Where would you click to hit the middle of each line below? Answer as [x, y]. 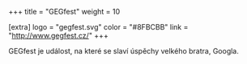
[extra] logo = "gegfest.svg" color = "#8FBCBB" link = [98, 27]
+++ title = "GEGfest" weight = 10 [64, 12]
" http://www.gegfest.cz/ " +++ [59, 36]
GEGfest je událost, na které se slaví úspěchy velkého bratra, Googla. [123, 51]
